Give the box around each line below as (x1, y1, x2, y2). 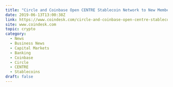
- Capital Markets (10, 46, 50, 51)
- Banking (10, 50, 31, 55)
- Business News (10, 41, 45, 46)
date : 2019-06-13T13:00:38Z (5, 12, 66, 17)
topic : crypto (5, 27, 36, 32)
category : (5, 31, 27, 36)
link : (5, 17, 17, 22)
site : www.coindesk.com (5, 21, 57, 27)
